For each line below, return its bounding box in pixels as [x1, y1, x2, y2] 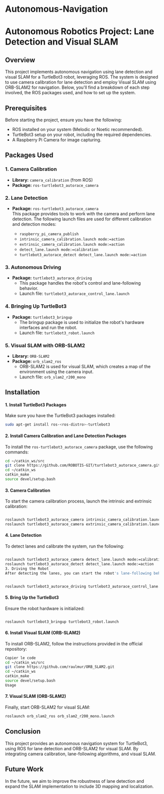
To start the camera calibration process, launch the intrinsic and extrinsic [5, 498, 152, 504]
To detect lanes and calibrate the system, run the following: [5, 543, 124, 549]
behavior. [19, 286, 39, 291]
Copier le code [5, 655, 36, 661]
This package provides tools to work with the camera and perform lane [12, 211, 155, 216]
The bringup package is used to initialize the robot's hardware [19, 319, 144, 325]
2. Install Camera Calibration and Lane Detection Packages [5, 433, 127, 439]
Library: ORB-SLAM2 [12, 353, 50, 359]
